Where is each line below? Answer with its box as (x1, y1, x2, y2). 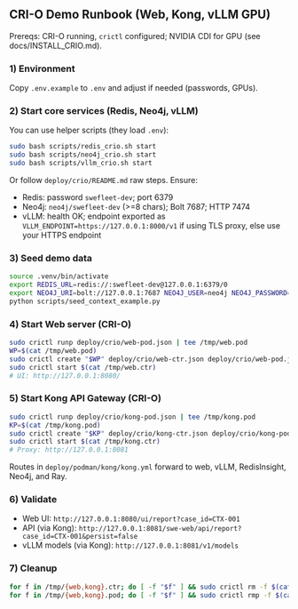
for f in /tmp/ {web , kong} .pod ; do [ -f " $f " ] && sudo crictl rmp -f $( (9, 590, 284, 599)
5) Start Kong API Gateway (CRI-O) (9, 392, 162, 405)
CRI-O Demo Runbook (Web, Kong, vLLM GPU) (9, 7, 271, 22)
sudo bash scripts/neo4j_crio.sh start (9, 150, 157, 159)
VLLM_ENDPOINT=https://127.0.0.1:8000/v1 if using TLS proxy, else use (21, 220, 281, 231)
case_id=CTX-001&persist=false (21, 533, 138, 541)
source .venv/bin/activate (9, 272, 109, 281)
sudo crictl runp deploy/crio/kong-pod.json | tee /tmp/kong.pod (9, 413, 255, 421)
